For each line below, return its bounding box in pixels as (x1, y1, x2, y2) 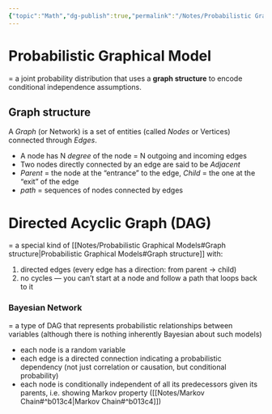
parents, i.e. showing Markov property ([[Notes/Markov (19, 387, 205, 397)
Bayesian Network (8, 302, 83, 314)
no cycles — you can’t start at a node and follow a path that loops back (19, 273, 257, 283)
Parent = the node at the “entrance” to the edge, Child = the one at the (19, 168, 256, 178)
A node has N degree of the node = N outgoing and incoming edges (19, 151, 247, 161)
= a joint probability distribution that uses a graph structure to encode (8, 74, 243, 83)
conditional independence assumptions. (8, 82, 142, 91)
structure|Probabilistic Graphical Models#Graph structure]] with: (8, 249, 223, 259)
